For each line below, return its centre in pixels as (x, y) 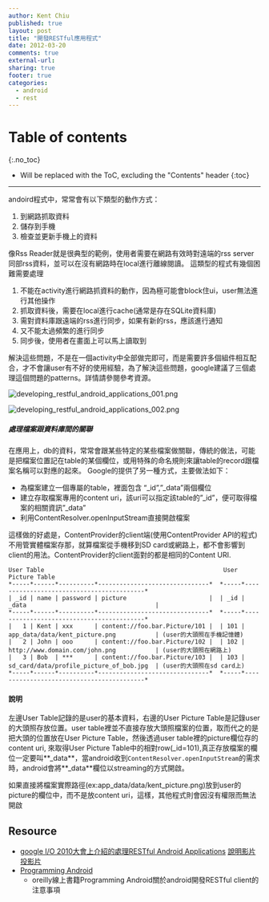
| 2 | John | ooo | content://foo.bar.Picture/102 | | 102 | (127, 642)
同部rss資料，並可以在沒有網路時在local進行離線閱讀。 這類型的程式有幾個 (131, 264)
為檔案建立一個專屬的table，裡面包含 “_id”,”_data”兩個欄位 (116, 488)
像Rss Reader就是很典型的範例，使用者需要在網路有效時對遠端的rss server (131, 254)
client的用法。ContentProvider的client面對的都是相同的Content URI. (120, 555)
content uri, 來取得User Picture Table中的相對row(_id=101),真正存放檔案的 (129, 748)
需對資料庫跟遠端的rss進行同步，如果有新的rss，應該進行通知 (121, 321)
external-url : (32, 61)
